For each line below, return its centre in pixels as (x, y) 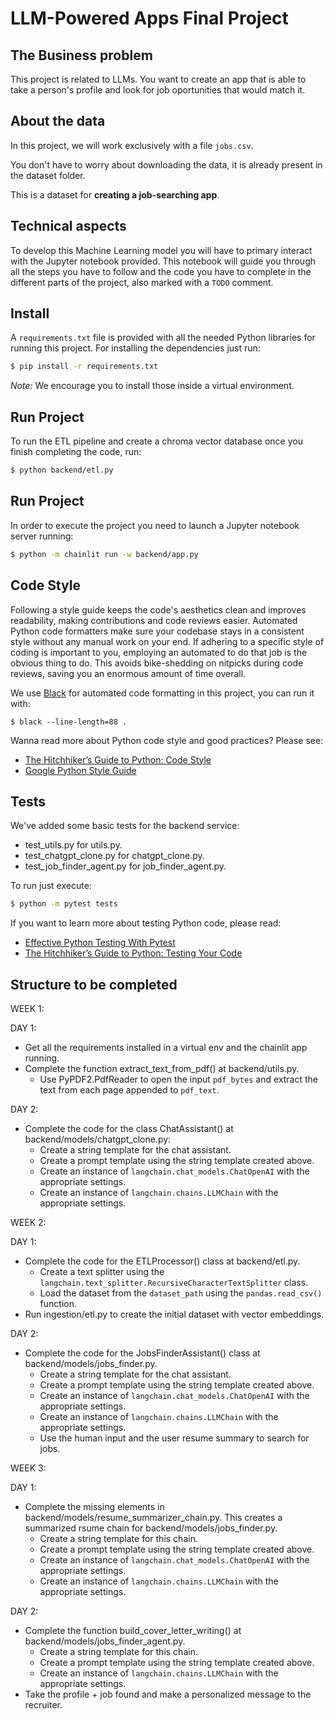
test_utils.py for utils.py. (73, 845)
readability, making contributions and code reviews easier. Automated (154, 620)
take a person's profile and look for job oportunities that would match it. (158, 90)
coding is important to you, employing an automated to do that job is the (159, 652)
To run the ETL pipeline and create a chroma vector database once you (156, 441)
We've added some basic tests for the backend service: (125, 826)
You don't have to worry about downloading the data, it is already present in (166, 164)
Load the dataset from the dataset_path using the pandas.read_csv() (181, 1293)
